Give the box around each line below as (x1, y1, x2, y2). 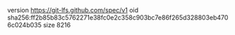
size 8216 (43, 21, 71, 29)
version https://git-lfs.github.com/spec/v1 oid (7, 6, 139, 14)
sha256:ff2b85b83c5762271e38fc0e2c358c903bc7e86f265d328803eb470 (7, 13, 229, 22)
